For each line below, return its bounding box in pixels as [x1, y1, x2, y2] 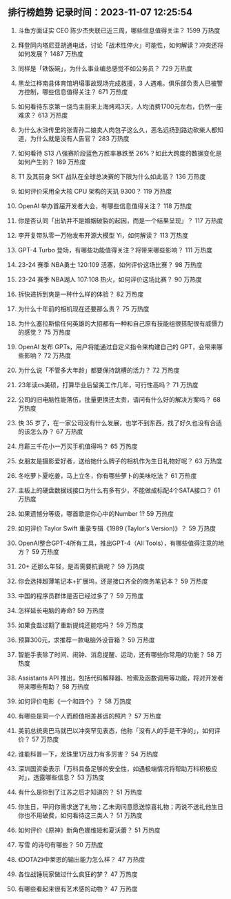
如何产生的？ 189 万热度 [17, 158, 86, 166]
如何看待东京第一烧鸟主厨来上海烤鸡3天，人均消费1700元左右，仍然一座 [17, 102, 223, 111]
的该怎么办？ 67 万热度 [17, 427, 83, 436]
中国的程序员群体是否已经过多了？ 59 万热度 [17, 591, 144, 600]
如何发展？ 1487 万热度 [17, 49, 83, 57]
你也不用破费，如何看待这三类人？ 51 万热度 [17, 811, 143, 819]
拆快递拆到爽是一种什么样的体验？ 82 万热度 [17, 290, 144, 298]
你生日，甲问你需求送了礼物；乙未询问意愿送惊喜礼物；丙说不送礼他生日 [17, 802, 223, 810]
